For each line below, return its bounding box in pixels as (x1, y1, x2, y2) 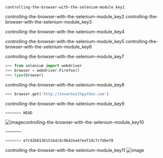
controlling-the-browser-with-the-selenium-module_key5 (5, 38, 125, 44)
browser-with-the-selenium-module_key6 (5, 44, 92, 50)
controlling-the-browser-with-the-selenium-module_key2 (5, 14, 125, 20)
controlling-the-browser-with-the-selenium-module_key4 (5, 29, 125, 35)
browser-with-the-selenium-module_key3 (5, 19, 92, 25)
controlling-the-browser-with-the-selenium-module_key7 (5, 53, 124, 59)
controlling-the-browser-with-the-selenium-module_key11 (5, 147, 126, 153)
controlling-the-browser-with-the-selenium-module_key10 (23, 119, 144, 125)
